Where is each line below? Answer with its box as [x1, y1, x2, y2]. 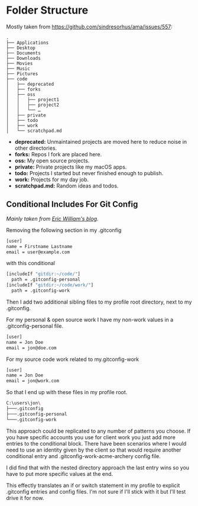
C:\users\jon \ [6, 400, 41, 406]
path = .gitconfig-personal [11, 276, 81, 283]
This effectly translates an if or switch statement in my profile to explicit [6, 482, 180, 489]
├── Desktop [6, 45, 35, 51]
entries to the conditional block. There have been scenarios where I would [6, 440, 187, 447]
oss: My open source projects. [14, 157, 90, 164]
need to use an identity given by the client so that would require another [6, 446, 181, 453]
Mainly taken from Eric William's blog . [6, 215, 99, 222]
